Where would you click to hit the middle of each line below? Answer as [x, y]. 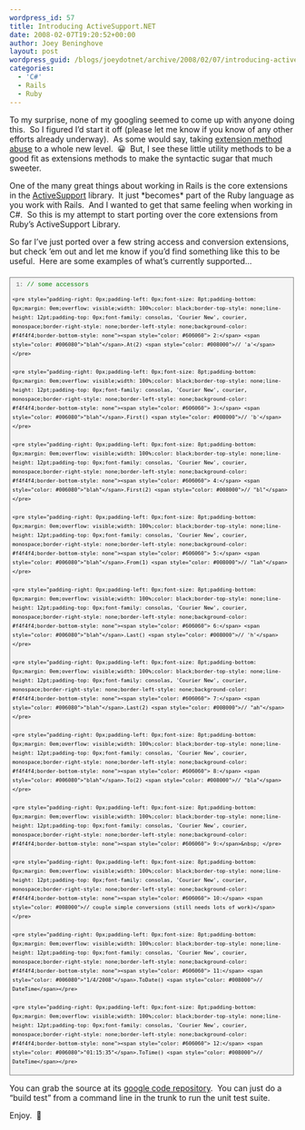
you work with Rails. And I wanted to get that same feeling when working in [151, 204]
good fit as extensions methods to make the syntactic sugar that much [141, 158]
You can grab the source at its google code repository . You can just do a [146, 1088]
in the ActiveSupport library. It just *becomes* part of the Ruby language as [152, 195]
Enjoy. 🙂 [26, 1115]
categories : [32, 69]
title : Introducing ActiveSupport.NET [83, 26]
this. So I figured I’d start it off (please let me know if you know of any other [151, 129]
